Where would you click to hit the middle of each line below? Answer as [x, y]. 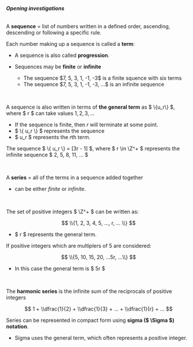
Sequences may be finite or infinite [58, 67]
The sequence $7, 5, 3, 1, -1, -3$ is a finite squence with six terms [102, 78]
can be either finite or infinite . [50, 189]
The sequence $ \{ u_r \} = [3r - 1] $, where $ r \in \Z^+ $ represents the [93, 149]
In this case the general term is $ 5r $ [60, 269]
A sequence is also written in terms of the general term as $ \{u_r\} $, [91, 107]
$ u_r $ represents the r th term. [53, 137]
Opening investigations [35, 8]
